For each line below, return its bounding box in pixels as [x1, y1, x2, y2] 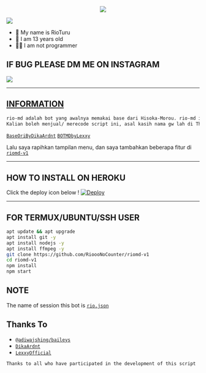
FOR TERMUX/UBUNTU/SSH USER [6, 212, 140, 223]
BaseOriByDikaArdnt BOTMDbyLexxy [6, 133, 91, 139]
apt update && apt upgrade [6, 228, 75, 235]
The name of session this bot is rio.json [6, 301, 109, 309]
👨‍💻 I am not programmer [15, 42, 78, 49]
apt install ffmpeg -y [6, 246, 64, 252]
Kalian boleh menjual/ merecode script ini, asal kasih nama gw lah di [6, 121, 193, 127]
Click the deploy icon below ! [6, 189, 80, 196]
